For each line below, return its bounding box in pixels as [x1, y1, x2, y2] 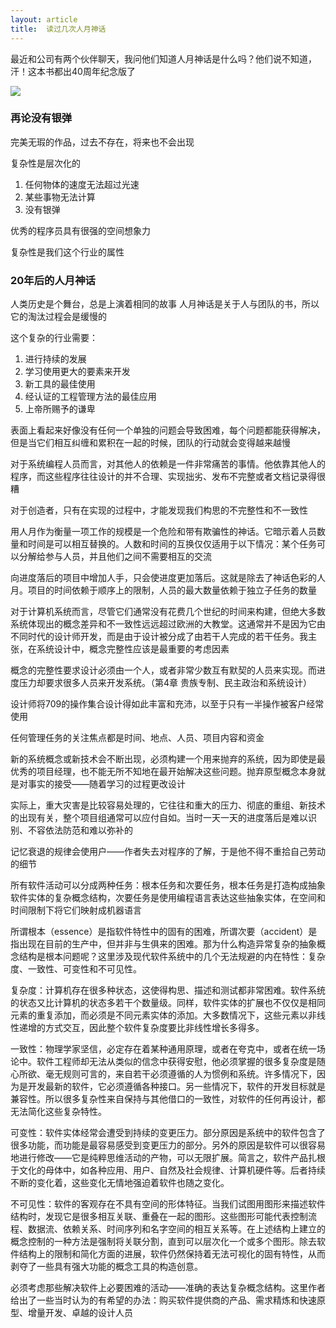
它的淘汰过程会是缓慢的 [10, 311, 107, 323]
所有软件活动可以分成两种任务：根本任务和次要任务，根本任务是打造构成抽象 [10, 879, 326, 891]
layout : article [10, 14, 78, 25]
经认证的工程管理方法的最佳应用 [24, 391, 157, 403]
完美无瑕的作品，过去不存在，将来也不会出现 [10, 136, 195, 148]
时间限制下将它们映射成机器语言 [10, 904, 142, 916]
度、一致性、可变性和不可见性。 [10, 963, 142, 975]
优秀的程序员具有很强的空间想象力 [10, 224, 151, 236]
